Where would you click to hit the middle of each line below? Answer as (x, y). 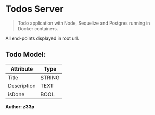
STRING (50, 77)
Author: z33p (20, 107)
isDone (16, 94)
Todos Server (34, 9)
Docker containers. (38, 28)
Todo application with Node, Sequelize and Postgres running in (84, 23)
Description (22, 86)
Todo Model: (26, 54)
